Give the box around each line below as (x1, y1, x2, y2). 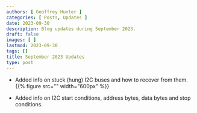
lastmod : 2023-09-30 (6, 43, 58, 49)
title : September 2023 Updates (6, 54, 85, 60)
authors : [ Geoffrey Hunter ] (6, 8, 83, 15)
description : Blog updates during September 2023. (6, 25, 136, 32)
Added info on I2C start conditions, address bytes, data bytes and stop (14, 94, 191, 102)
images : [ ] (6, 37, 36, 43)
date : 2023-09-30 (6, 20, 50, 26)
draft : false (6, 31, 39, 37)
